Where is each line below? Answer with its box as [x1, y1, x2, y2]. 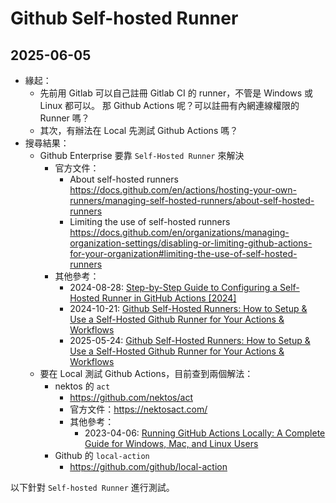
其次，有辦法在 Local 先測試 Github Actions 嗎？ [39, 125, 239, 136]
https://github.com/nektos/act [69, 392, 193, 403]
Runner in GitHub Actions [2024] [101, 292, 237, 304]
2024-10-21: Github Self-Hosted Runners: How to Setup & [69, 303, 308, 314]
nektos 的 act [54, 380, 111, 392]
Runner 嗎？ [39, 112, 90, 124]
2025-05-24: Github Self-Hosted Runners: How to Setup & [69, 335, 311, 346]
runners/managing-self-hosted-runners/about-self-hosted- [69, 195, 315, 206]
